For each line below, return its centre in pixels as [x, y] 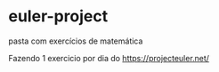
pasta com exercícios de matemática [76, 41]
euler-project [58, 16]
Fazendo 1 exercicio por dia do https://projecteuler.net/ [109, 58]
